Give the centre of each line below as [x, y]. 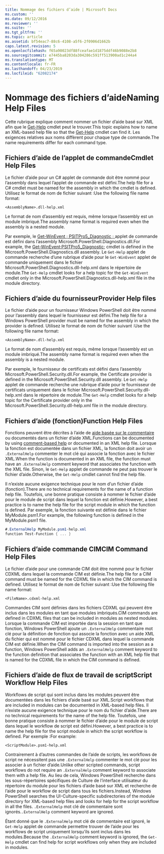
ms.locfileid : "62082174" [31, 74]
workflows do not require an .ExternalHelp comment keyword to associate [80, 770]
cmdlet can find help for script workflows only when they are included [86, 842]
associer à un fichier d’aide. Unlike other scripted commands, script [73, 765]
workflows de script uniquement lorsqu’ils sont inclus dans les [68, 831]
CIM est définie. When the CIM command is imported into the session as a [79, 644]
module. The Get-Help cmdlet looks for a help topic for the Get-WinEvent [77, 273]
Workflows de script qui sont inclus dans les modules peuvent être [72, 695]
